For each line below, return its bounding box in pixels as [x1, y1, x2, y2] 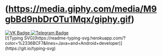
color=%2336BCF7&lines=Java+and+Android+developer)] [5, 40, 123, 46]
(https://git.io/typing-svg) [5, 45, 56, 51]
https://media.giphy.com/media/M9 [8, 3, 157, 15]
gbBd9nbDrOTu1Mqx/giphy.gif [5, 14, 131, 25]
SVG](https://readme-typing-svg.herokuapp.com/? [24, 35, 126, 41]
